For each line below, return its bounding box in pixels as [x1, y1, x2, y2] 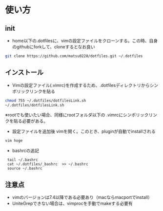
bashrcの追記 [12, 148, 40, 154]
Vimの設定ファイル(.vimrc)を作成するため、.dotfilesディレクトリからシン [12, 82, 159, 88]
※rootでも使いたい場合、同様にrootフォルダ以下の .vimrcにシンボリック [5, 112, 149, 118]
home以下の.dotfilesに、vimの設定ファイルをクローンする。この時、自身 [12, 38, 158, 43]
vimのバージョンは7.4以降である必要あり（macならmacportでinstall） [12, 194, 152, 200]
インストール [5, 68, 44, 77]
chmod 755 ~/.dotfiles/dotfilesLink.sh [5, 98, 86, 103]
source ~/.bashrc [7, 166, 42, 171]
